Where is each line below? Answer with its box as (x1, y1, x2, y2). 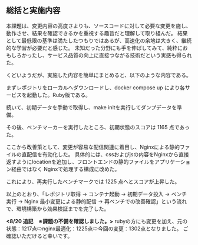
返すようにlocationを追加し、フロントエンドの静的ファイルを (6, 158, 155, 165)
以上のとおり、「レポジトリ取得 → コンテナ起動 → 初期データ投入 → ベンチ (6, 190, 187, 197)
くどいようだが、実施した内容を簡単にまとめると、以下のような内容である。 (6, 71, 192, 78)
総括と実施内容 (6, 5, 61, 16)
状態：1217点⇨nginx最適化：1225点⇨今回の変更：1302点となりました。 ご (6, 225, 189, 232)
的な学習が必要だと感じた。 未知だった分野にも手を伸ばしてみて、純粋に (6, 44, 183, 51)
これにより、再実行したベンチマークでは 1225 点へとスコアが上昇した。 (6, 178, 180, 185)
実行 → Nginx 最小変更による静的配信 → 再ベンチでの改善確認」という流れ (6, 197, 187, 204)
